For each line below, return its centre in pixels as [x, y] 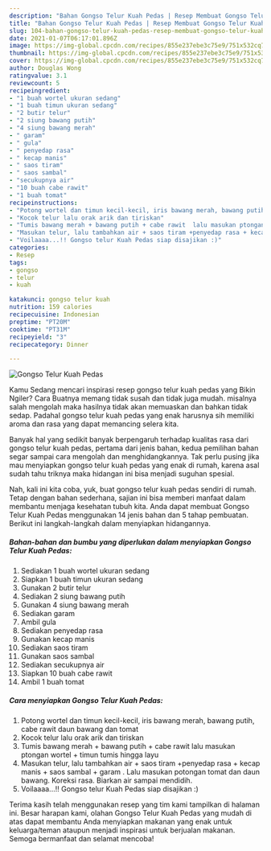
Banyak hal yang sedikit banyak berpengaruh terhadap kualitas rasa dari [129, 440]
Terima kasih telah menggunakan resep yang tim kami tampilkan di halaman [135, 804]
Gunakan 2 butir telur [56, 588]
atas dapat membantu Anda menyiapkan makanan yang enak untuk [121, 822]
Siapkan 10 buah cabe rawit [66, 673]
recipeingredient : [40, 90]
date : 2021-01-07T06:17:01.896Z [63, 38]
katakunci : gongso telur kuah [60, 300]
